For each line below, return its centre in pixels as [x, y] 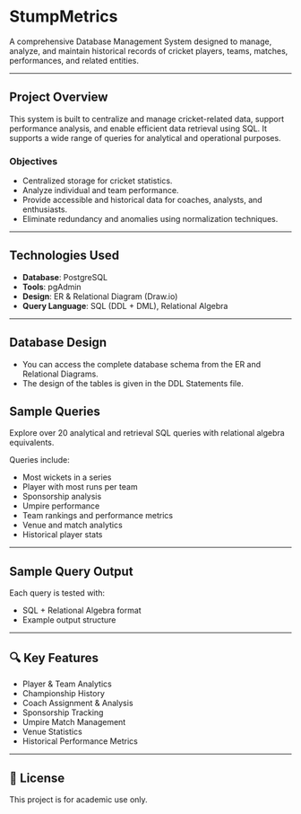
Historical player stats [62, 535]
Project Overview [59, 97]
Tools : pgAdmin [52, 287]
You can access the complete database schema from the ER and [142, 364]
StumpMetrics [64, 17]
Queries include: [39, 460]
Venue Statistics [52, 732]
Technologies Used [64, 256]
